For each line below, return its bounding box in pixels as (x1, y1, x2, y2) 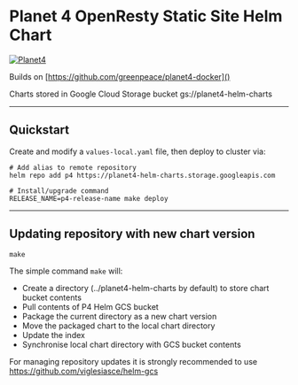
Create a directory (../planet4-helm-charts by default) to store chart (21, 282, 270, 293)
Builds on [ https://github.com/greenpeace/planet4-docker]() (9, 71, 231, 81)
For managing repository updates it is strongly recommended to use (9, 356, 258, 366)
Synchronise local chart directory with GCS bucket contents (21, 339, 241, 350)
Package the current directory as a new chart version (21, 311, 217, 321)
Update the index (21, 329, 86, 340)
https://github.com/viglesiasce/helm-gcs (9, 366, 159, 376)
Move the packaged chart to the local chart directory (21, 320, 216, 331)
